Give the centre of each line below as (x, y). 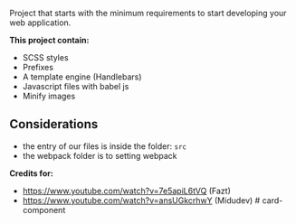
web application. (40, 23)
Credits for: (32, 173)
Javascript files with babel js (76, 86)
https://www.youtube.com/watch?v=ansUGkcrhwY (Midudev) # (141, 200)
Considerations (54, 124)
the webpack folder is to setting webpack (100, 155)
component (44, 210)
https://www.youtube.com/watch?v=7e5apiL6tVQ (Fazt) (126, 191)
